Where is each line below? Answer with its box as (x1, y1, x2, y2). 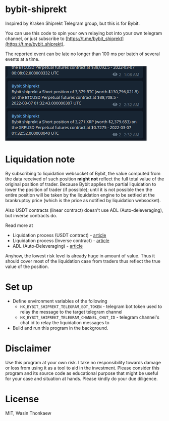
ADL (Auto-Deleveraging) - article (12, 243, 83, 249)
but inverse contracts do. (5, 212, 58, 218)
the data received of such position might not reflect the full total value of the (5, 176, 164, 182)
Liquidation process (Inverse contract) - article (12, 237, 109, 244)
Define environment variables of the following (12, 298, 107, 304)
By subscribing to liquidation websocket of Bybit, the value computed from (5, 170, 160, 176)
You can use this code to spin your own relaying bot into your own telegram (5, 30, 162, 36)
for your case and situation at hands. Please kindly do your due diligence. (5, 375, 158, 381)
